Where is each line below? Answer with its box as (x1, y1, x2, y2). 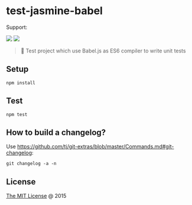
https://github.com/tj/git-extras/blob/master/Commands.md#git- (17, 143, 174, 150)
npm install (6, 80, 35, 86)
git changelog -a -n (6, 161, 57, 167)
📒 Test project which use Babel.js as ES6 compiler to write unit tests (20, 47, 186, 54)
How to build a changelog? (6, 127, 106, 137)
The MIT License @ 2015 (6, 193, 67, 200)
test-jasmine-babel (6, 4, 103, 18)
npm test (6, 111, 28, 117)
